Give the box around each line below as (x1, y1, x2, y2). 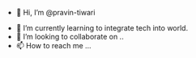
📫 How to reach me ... (15, 41, 92, 50)
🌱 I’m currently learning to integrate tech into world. (15, 23, 189, 32)
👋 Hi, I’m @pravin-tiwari (15, 8, 96, 17)
